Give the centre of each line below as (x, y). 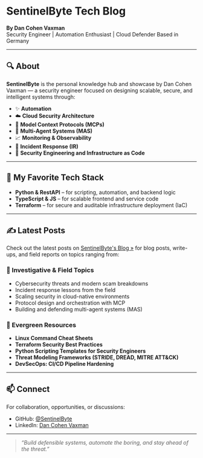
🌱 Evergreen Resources (41, 325)
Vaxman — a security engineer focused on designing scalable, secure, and (100, 90)
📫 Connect (28, 389)
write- (180, 248)
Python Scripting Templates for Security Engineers (80, 351)
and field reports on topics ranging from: (69, 254)
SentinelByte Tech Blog (66, 11)
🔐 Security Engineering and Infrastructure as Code (80, 153)
